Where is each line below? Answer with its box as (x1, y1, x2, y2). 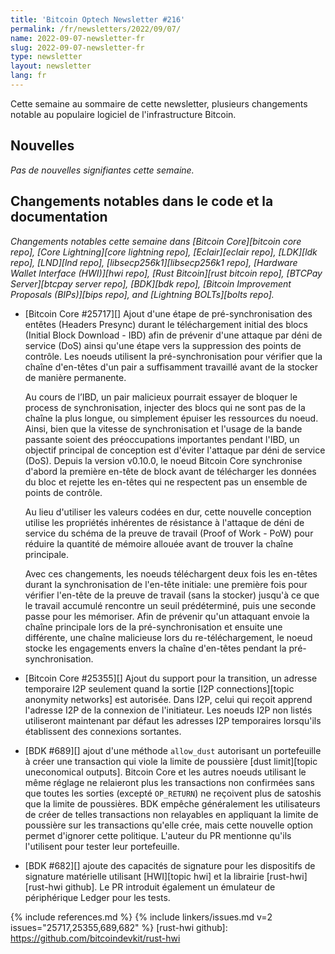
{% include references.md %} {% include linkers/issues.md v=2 (10, 911, 273, 923)
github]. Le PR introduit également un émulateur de (64, 881, 276, 893)
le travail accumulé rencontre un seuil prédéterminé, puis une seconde (24, 599, 317, 611)
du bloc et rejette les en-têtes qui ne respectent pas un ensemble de (24, 476, 308, 488)
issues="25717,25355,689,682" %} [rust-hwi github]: (10, 921, 228, 933)
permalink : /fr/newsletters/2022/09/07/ (10, 24, 182, 34)
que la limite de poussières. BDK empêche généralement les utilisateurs (24, 797, 321, 810)
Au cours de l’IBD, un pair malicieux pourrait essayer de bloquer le (24, 391, 298, 403)
